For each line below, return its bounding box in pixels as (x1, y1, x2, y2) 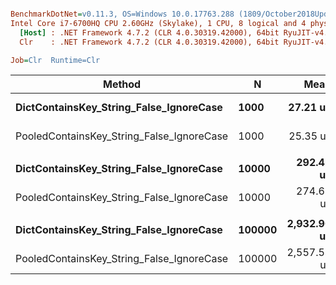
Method (102, 77, 142, 91)
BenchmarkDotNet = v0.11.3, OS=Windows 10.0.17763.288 (10, 9, 235, 19)
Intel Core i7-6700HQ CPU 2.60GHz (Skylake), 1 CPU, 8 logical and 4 (10, 18, 307, 28)
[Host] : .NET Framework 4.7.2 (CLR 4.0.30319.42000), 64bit (19, 27, 280, 38)
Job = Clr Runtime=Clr (10, 55, 101, 65)
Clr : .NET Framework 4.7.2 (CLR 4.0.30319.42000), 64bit (19, 37, 280, 47)
